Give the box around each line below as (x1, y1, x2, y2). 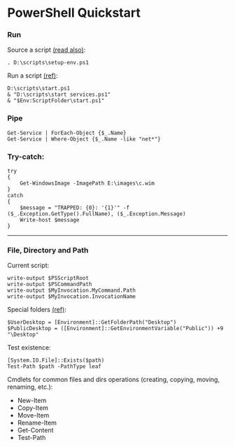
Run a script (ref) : (7, 71, 58, 80)
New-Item (17, 397, 47, 405)
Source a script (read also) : (7, 45, 86, 54)
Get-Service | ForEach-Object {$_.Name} (7, 129, 127, 136)
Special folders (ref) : (7, 306, 66, 314)
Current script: (7, 261, 50, 270)
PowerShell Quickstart (7, 5, 141, 21)
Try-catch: (7, 152, 45, 162)
